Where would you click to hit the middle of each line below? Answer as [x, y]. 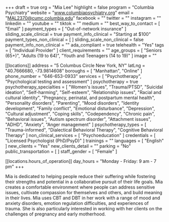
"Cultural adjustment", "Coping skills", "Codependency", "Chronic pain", [80, 114]
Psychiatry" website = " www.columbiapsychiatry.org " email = [70, 13]
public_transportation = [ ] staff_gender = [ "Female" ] [61, 151]
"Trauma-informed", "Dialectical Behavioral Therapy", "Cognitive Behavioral [84, 130]
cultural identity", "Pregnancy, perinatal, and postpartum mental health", [80, 98]
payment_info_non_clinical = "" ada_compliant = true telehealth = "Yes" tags [85, 45]
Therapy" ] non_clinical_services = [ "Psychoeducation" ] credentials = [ [80, 135]
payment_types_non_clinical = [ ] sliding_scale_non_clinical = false [75, 39]
